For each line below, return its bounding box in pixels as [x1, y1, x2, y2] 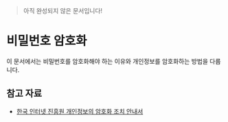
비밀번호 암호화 [6, 34, 87, 49]
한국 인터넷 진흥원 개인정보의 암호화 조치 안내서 [16, 107, 144, 115]
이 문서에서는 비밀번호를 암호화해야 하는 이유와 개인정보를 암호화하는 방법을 [6, 57, 209, 65]
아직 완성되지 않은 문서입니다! [23, 7, 103, 14]
